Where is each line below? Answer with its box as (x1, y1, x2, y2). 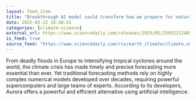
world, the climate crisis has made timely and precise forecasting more (6, 63, 176, 70)
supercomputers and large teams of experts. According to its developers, (6, 82, 183, 89)
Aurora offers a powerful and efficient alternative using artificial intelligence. (6, 88, 189, 95)
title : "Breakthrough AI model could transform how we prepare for (6, 14, 174, 20)
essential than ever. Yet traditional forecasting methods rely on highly (6, 69, 173, 76)
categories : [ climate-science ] (6, 25, 82, 31)
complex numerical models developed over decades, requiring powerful (6, 75, 179, 82)
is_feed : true (6, 36, 41, 41)
